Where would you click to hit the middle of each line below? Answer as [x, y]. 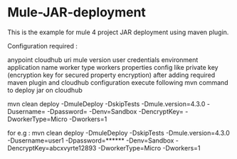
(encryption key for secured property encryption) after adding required [111, 75]
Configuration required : [43, 46]
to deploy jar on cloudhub [45, 90]
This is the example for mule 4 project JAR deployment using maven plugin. [118, 32]
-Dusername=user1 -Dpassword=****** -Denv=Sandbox [91, 140]
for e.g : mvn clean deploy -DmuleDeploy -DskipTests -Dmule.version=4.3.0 [118, 133]
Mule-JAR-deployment [77, 12]
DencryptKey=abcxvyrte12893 [52, 148]
